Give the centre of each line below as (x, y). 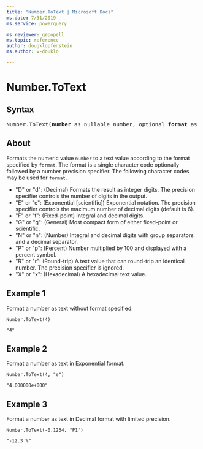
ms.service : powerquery (37, 23)
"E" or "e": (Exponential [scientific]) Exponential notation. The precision (105, 202)
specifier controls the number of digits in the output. (81, 196)
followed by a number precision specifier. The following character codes (98, 171)
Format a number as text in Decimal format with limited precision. (89, 419)
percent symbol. (36, 254)
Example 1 (26, 294)
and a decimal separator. (47, 241)
